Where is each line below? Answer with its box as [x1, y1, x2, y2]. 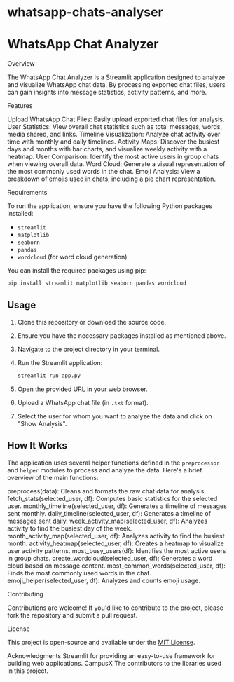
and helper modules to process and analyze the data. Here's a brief [7, 465, 202, 474]
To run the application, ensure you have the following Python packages [7, 202, 212, 210]
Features [7, 102, 33, 110]
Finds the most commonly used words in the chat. [7, 568, 152, 577]
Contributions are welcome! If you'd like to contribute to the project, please [7, 603, 224, 612]
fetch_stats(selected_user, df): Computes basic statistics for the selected [7, 494, 218, 503]
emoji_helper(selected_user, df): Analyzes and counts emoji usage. [7, 576, 201, 585]
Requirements [7, 189, 48, 197]
